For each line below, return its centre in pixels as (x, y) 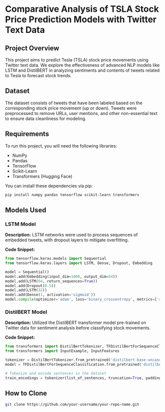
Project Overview (32, 48)
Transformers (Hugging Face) (42, 176)
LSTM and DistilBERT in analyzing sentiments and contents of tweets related (82, 70)
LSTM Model (20, 224)
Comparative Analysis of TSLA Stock (82, 9)
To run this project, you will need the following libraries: (61, 146)
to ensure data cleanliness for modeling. (46, 118)
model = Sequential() (27, 272)
